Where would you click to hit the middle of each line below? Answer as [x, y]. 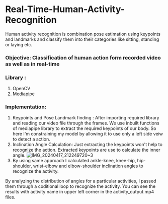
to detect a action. [31, 139]
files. [10, 197]
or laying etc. [19, 44]
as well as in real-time [32, 64]
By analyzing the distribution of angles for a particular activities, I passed [81, 181]
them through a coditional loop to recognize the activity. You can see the [80, 186]
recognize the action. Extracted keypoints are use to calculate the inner [86, 150]
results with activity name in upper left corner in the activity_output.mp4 [80, 192]
